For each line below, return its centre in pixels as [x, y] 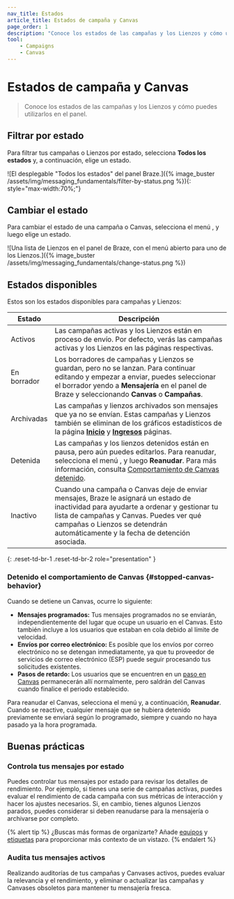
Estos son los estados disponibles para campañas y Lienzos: [94, 302]
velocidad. [32, 637]
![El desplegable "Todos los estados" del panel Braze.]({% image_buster [111, 173]
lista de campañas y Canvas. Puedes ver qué [128, 516]
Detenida [25, 461]
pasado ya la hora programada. [52, 725]
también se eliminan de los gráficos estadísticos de [138, 423]
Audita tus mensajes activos [56, 858]
